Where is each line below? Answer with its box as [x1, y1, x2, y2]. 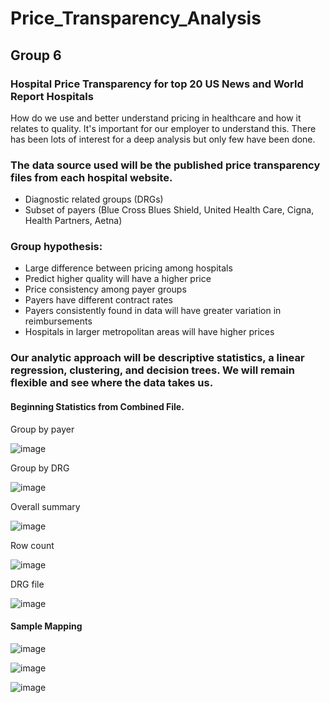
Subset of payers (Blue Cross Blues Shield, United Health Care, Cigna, [24, 204, 315, 216]
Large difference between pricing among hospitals [24, 262, 233, 274]
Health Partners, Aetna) [24, 215, 123, 227]
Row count [10, 539, 55, 551]
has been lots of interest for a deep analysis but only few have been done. [10, 133, 316, 145]
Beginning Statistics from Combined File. [10, 400, 185, 412]
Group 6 [10, 47, 62, 64]
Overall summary [10, 500, 81, 512]
